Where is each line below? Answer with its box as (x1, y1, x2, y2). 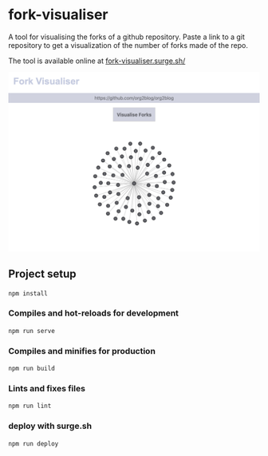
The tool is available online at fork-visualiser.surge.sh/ (8, 56, 186, 65)
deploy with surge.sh (8, 421, 93, 432)
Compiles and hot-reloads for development (8, 307, 179, 319)
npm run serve (8, 327, 56, 335)
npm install (8, 289, 48, 297)
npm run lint (8, 402, 52, 410)
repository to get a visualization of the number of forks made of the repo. (8, 40, 249, 50)
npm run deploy (8, 439, 59, 448)
